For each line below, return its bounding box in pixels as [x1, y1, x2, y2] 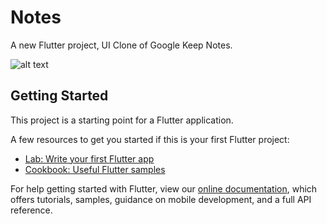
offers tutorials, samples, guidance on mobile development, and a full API [10, 193, 312, 205]
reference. [10, 204, 53, 216]
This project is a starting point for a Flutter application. [10, 114, 234, 126]
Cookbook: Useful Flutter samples [24, 163, 166, 175]
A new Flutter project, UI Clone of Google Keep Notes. [10, 39, 233, 51]
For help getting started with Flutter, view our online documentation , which [10, 182, 318, 195]
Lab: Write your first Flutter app [24, 152, 155, 165]
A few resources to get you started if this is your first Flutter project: [10, 133, 290, 145]
